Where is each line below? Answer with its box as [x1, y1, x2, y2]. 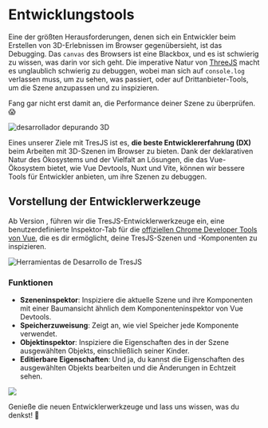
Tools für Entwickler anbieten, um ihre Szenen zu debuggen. [8, 172, 207, 181]
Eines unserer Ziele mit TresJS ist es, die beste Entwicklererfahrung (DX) [8, 137, 251, 147]
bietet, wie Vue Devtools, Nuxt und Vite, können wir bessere [46, 163, 245, 172]
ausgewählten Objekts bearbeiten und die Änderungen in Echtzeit [19, 363, 237, 373]
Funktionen [8, 277, 53, 288]
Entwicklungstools [8, 6, 135, 24]
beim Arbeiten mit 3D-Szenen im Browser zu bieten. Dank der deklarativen [8, 146, 254, 156]
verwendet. [19, 329, 57, 339]
